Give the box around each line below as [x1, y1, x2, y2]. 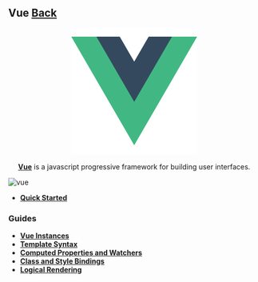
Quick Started [19, 193, 68, 202]
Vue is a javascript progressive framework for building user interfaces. [18, 161, 251, 171]
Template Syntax [19, 240, 78, 249]
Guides [8, 212, 38, 224]
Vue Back [8, 6, 58, 20]
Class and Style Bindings [19, 256, 105, 266]
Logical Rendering [19, 265, 82, 275]
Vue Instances [19, 231, 69, 240]
